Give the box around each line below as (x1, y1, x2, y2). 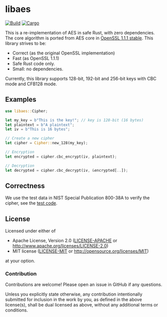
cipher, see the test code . (5, 200, 58, 206)
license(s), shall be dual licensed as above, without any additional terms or (5, 302, 159, 308)
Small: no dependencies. (12, 66, 63, 72)
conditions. (5, 307, 28, 313)
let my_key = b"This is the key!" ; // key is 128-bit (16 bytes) (5, 117, 144, 123)
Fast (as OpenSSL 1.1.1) (12, 55, 60, 61)
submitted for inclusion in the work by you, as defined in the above (5, 297, 142, 303)
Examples (5, 95, 36, 104)
